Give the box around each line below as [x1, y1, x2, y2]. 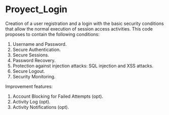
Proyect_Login [5, 4, 67, 15]
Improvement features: [5, 83, 53, 90]
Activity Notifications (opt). [12, 104, 70, 110]
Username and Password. [12, 41, 67, 47]
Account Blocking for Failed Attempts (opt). [12, 93, 104, 99]
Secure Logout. [12, 68, 45, 74]
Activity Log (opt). [12, 98, 51, 105]
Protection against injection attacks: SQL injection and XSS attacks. [12, 63, 154, 69]
